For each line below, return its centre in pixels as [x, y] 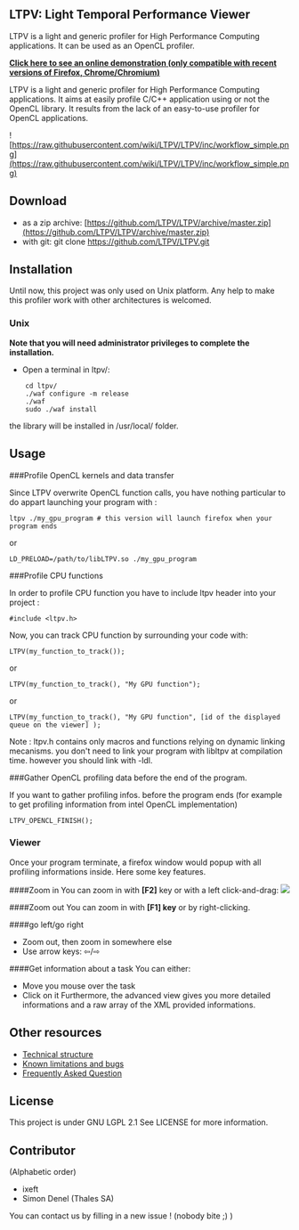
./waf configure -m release [77, 394]
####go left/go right [47, 925]
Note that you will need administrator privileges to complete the [129, 343]
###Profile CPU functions [57, 575]
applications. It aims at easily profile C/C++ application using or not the [139, 99]
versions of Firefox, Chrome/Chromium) [85, 72]
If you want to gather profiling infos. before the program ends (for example [146, 794]
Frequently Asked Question [72, 1073]
